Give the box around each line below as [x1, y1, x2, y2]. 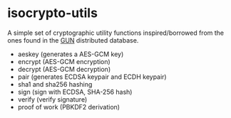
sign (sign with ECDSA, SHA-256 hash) [17, 87, 133, 96]
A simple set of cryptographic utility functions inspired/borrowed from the [7, 28, 225, 37]
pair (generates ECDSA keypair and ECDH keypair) [17, 73, 167, 81]
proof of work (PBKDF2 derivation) [17, 102, 120, 111]
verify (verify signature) [17, 95, 88, 104]
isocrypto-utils [7, 5, 98, 21]
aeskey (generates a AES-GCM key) [17, 50, 124, 58]
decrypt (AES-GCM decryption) [17, 65, 111, 73]
